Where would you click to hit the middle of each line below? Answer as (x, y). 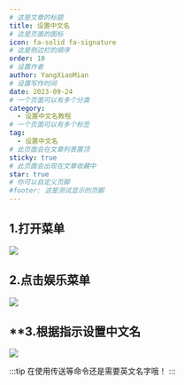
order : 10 (27, 59)
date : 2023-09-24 (41, 91)
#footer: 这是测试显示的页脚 (57, 191)
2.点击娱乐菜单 (50, 280)
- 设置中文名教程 (44, 116)
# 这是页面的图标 (36, 34)
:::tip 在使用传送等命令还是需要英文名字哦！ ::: (92, 371)
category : (27, 108)
